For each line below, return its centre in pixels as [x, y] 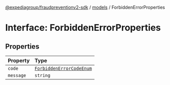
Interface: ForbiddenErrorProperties [83, 28]
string [43, 75]
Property [19, 60]
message [17, 75]
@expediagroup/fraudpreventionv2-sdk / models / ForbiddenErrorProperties [85, 7]
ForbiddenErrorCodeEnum [63, 69]
